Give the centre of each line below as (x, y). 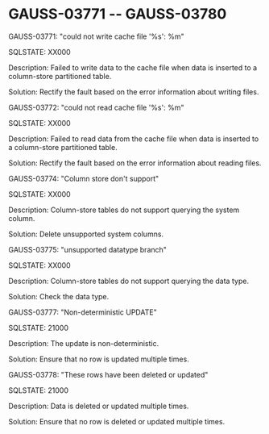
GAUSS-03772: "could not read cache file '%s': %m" (96, 107)
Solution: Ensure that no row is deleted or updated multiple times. (117, 421)
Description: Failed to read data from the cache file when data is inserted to (134, 139)
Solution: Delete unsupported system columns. (86, 234)
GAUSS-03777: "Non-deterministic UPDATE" (83, 312)
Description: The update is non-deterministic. (84, 343)
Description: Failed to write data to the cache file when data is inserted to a (133, 67)
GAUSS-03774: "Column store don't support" (84, 178)
